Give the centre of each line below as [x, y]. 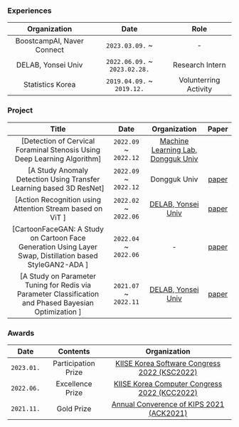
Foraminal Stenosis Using [58, 149]
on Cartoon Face [58, 238]
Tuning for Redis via [58, 285]
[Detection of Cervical [58, 141]
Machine [174, 141]
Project [20, 110]
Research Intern [200, 65]
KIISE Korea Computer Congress [168, 384]
